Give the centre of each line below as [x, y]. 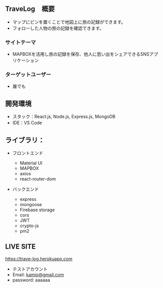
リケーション [25, 60]
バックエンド [25, 189]
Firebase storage [37, 210]
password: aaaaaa [31, 280]
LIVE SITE [20, 247]
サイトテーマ [21, 42]
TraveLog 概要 [30, 9]
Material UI [31, 163]
